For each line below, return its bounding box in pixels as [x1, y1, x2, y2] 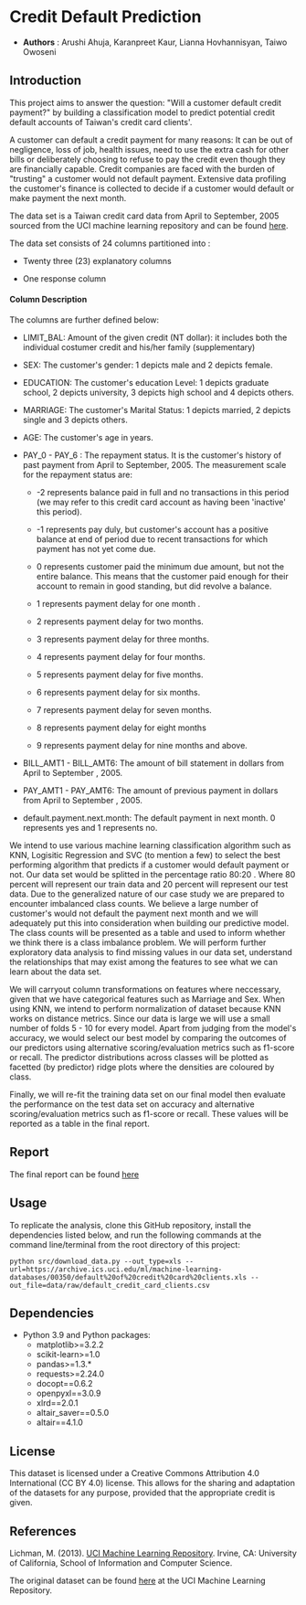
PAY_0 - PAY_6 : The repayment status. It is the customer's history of [22, 450, 281, 461]
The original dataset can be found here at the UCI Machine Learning [9, 1575, 267, 1587]
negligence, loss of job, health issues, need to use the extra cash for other [9, 143, 290, 154]
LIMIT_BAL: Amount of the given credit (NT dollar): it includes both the [22, 332, 288, 343]
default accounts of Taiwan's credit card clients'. [9, 116, 193, 127]
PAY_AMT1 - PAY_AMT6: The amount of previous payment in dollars [22, 784, 279, 796]
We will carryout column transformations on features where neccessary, [9, 983, 281, 994]
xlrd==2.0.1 [36, 1398, 79, 1408]
